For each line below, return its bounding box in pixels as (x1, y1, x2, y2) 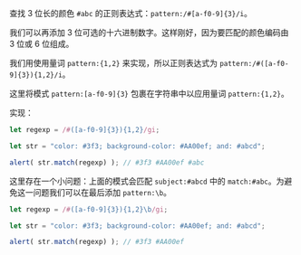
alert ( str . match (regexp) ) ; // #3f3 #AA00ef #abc (9, 157, 205, 167)
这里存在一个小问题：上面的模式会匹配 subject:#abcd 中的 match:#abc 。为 (9, 175, 285, 186)
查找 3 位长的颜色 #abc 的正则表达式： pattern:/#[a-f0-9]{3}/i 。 (9, 8, 252, 18)
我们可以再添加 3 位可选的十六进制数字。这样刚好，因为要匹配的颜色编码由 (9, 27, 289, 38)
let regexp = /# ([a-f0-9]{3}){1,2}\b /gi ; (9, 204, 169, 214)
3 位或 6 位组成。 (9, 39, 74, 49)
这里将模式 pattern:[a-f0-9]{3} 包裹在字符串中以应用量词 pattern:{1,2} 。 (9, 89, 289, 99)
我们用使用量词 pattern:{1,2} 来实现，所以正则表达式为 (9, 58, 218, 68)
